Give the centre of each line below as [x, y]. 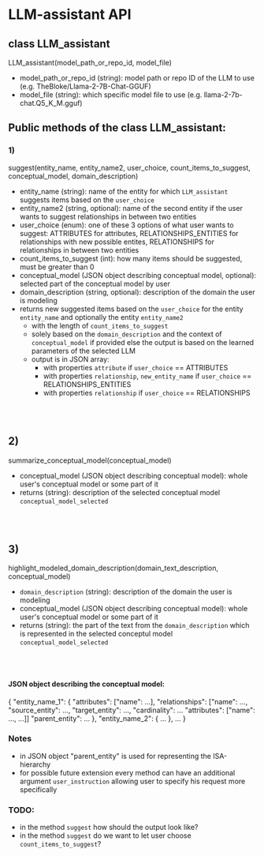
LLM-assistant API [70, 15]
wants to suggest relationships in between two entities [108, 216]
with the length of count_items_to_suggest [100, 325]
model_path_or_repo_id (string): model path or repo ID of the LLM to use [137, 78]
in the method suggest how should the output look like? [109, 828]
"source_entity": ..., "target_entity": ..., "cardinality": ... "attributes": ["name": [132, 710]
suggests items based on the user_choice [87, 200]
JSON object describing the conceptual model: [87, 684]
